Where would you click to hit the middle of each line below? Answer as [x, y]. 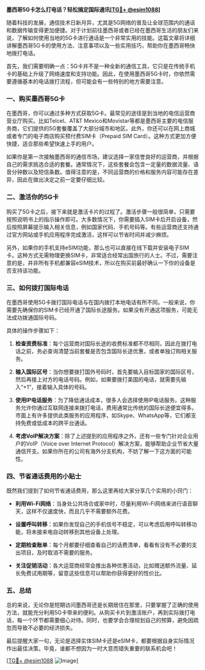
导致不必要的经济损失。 [46, 628]
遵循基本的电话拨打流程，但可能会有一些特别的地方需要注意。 [89, 81]
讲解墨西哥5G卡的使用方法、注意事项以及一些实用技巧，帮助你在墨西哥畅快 [101, 46]
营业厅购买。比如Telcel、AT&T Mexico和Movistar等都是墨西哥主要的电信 [97, 121]
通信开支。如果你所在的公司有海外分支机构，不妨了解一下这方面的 [98, 451]
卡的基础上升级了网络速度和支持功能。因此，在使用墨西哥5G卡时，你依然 [98, 74]
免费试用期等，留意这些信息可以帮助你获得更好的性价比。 [93, 573]
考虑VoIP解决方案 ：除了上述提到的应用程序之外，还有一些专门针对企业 [104, 436]
